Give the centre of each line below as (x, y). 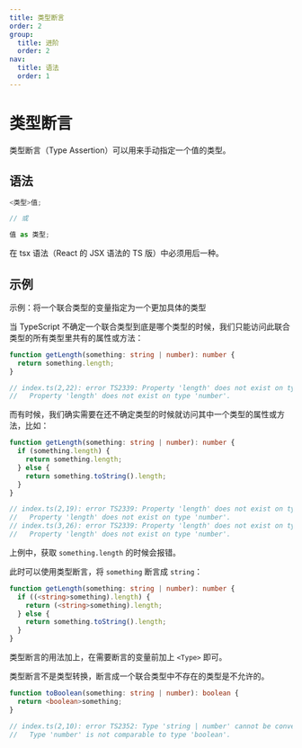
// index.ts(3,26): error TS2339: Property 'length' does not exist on (146, 526)
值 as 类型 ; (30, 235)
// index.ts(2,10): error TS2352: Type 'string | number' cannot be (140, 726)
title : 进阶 (39, 43)
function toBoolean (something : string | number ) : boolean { (124, 693)
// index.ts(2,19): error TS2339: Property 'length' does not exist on (146, 509)
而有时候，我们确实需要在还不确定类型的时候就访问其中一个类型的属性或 (143, 414)
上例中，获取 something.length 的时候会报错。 (95, 552)
